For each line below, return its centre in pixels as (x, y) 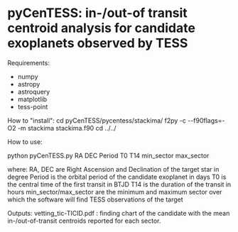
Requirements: (28, 62)
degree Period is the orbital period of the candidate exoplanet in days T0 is (117, 177)
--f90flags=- (206, 120)
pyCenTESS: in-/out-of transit (98, 13)
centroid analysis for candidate (101, 28)
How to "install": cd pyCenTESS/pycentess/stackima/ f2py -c (97, 120)
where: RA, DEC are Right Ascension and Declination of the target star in (113, 169)
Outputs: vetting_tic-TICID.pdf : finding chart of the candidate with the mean (119, 213)
